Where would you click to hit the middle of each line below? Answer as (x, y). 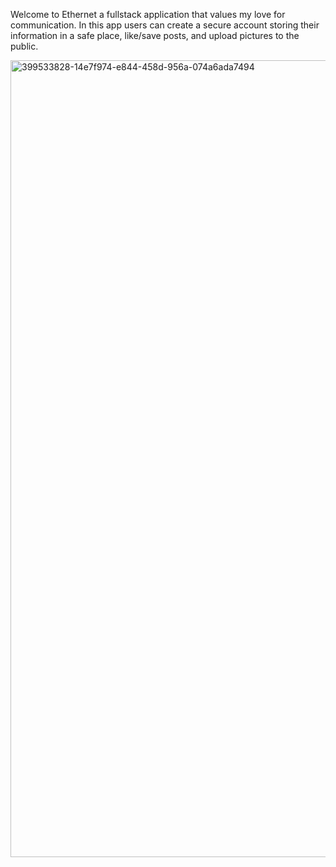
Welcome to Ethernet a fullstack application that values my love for (148, 14)
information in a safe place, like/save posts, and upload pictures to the (155, 35)
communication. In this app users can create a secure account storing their (165, 25)
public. (24, 46)
